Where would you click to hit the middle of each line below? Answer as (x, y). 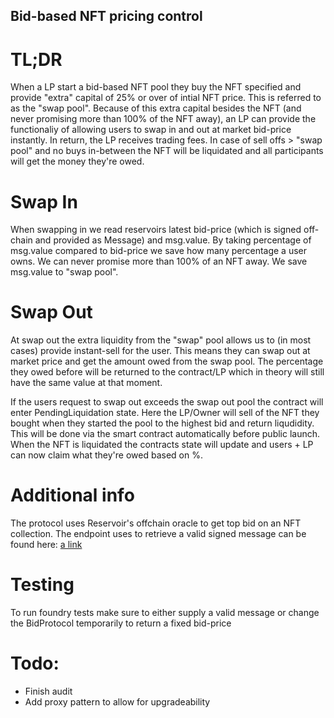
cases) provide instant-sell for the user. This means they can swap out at (160, 351)
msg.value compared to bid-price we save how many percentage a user (159, 251)
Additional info (72, 495)
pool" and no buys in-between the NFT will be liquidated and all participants (167, 151)
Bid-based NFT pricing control (106, 16)
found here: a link (46, 545)
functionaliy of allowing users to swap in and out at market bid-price (151, 130)
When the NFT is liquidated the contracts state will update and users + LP (162, 445)
